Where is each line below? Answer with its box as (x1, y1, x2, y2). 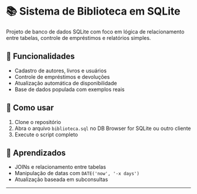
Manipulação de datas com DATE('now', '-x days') (14, 170, 140, 177)
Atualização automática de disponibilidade (14, 79, 117, 86)
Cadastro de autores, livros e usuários (14, 67, 107, 74)
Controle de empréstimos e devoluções (14, 73, 110, 80)
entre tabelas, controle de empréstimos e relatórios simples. (6, 34, 151, 41)
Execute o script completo (14, 131, 78, 138)
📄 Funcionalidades (6, 51, 75, 62)
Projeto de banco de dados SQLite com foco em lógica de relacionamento (6, 28, 185, 35)
